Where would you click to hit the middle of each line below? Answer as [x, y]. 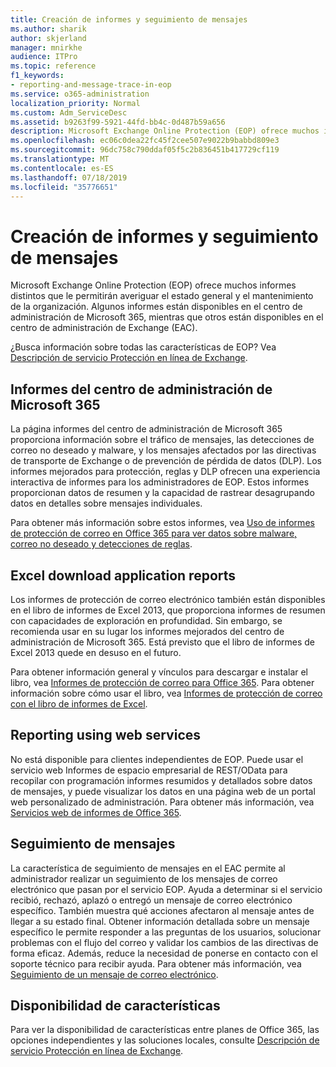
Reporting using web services [106, 735]
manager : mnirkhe [46, 47]
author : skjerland [48, 38]
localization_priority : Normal [75, 103]
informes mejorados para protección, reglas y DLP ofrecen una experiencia [165, 472]
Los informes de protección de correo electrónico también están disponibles [168, 599]
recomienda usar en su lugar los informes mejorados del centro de [147, 631]
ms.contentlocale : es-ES [62, 168]
